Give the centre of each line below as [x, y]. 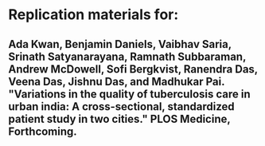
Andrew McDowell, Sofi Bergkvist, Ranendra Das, [133, 69]
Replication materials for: [94, 15]
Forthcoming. [43, 131]
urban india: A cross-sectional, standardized [121, 107]
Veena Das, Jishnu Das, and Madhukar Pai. [117, 81]
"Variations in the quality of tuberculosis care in [129, 94]
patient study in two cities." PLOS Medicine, [119, 118]
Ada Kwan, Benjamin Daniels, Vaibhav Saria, [120, 44]
